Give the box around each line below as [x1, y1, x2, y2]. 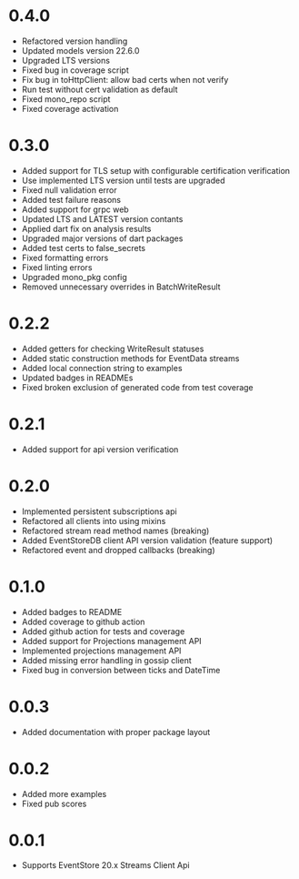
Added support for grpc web [21, 204, 129, 215]
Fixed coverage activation [21, 103, 119, 114]
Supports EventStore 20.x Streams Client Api [21, 860, 190, 871]
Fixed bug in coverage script [21, 65, 129, 76]
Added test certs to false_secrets [21, 242, 146, 253]
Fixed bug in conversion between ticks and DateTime [21, 664, 221, 675]
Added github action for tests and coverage [21, 625, 185, 637]
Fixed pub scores [21, 798, 87, 809]
